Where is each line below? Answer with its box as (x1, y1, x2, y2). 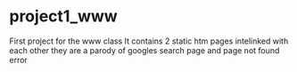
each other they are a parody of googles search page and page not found (9, 44, 280, 55)
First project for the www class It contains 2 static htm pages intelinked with (9, 36, 289, 46)
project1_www (9, 6, 118, 27)
